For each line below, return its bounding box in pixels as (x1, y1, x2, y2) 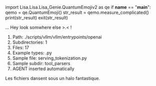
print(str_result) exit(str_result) (5, 15, 68, 20)
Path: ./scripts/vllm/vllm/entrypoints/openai (12, 34, 102, 40)
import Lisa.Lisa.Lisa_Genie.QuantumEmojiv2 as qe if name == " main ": (5, 4, 151, 10)
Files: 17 (12, 45, 29, 50)
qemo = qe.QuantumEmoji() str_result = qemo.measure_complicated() (5, 9, 149, 15)
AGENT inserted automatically (12, 66, 74, 72)
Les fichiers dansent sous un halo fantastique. (5, 76, 100, 81)
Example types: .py (12, 50, 52, 56)
